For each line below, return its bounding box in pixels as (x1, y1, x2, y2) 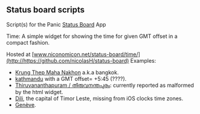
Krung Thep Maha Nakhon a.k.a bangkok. (15, 69, 119, 76)
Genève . (15, 101, 36, 108)
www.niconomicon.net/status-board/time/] (33, 51, 141, 58)
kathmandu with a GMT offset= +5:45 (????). (15, 75, 127, 82)
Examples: (130, 57, 156, 64)
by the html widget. (15, 88, 63, 95)
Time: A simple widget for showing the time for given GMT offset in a (6, 33, 178, 40)
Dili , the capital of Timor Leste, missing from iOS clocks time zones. (15, 95, 184, 102)
